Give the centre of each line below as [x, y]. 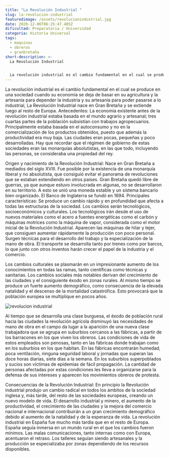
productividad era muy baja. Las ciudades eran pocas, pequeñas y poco [80, 138]
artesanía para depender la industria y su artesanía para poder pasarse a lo [83, 100]
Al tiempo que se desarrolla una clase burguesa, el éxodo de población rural [84, 316]
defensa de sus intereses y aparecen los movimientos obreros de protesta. [83, 375]
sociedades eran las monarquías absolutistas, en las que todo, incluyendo [82, 148]
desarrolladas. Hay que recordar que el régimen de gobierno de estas [77, 143]
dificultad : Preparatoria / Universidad [48, 29]
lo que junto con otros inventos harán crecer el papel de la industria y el [79, 249]
